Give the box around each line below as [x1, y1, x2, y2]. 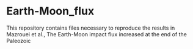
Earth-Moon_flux [6, 4, 95, 18]
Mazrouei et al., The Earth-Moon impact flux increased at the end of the [6, 30, 188, 38]
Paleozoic [6, 37, 31, 44]
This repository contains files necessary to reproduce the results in [6, 24, 175, 31]
